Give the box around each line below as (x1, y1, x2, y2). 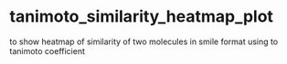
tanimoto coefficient (9, 45, 85, 56)
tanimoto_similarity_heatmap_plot (9, 6, 274, 27)
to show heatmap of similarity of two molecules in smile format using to (9, 36, 279, 47)
